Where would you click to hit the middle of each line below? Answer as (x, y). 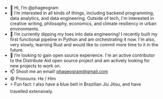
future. (17, 50)
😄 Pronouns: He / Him (33, 79)
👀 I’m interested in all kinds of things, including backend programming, (82, 13)
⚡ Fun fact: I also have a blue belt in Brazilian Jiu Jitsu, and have (76, 84)
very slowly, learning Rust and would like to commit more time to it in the (84, 45)
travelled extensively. (32, 91)
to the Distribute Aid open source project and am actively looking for (80, 60)
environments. (25, 29)
